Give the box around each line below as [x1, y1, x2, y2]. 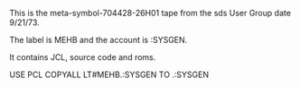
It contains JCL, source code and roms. [9, 52, 156, 62]
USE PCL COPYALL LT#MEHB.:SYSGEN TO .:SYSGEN [9, 69, 210, 80]
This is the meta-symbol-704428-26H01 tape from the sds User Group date [9, 8, 292, 18]
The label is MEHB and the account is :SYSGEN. [9, 35, 188, 45]
